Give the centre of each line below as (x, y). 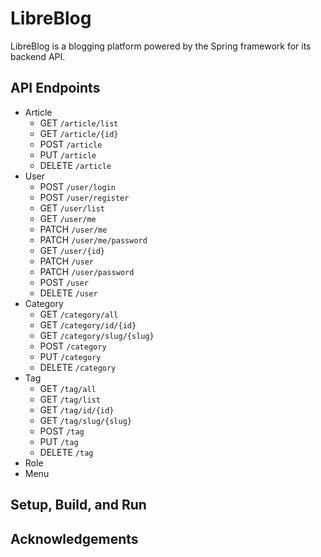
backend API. (38, 56)
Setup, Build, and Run (78, 505)
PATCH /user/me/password (93, 239)
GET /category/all (79, 314)
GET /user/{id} (72, 250)
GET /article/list (79, 123)
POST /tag (62, 431)
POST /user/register (84, 197)
